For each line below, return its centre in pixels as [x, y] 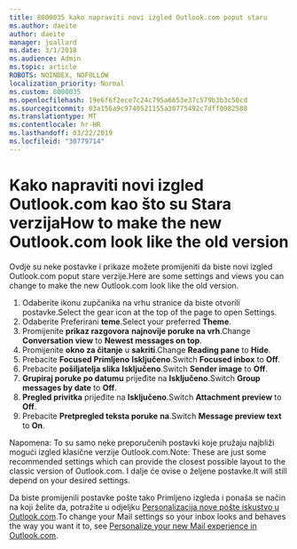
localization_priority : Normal [67, 84]
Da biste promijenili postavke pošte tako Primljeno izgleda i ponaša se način [148, 497]
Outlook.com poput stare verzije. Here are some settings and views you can [147, 275]
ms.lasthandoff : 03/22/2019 [61, 133]
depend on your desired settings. [70, 480]
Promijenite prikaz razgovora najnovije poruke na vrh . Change [136, 330]
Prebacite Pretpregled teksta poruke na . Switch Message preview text [152, 416]
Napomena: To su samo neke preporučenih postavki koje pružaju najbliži [142, 442]
